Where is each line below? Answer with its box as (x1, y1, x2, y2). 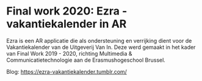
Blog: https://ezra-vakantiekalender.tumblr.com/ (6, 68, 127, 75)
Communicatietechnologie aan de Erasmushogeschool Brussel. (6, 56, 166, 63)
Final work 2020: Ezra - (6, 4, 128, 18)
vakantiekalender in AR (6, 17, 127, 31)
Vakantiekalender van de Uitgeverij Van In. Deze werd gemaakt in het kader (6, 44, 196, 51)
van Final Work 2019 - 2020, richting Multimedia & (6, 50, 132, 57)
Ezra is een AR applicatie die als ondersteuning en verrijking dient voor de (6, 37, 192, 44)
